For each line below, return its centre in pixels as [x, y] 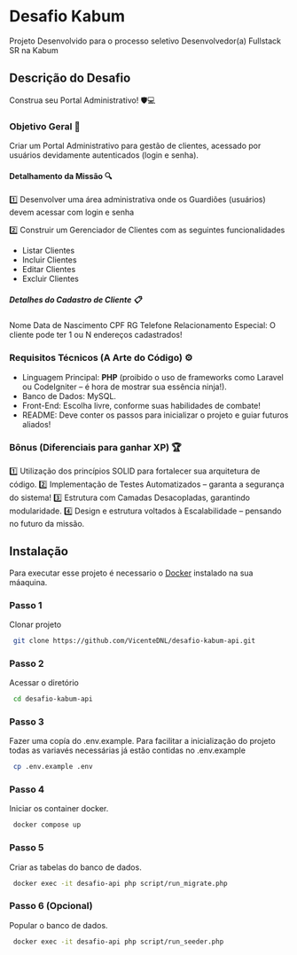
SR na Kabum [34, 50]
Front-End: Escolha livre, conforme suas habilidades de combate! [141, 405]
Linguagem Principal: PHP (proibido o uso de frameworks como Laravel [152, 377]
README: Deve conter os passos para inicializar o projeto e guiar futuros [155, 415]
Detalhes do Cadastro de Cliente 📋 [75, 300]
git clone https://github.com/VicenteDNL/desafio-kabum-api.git [134, 640]
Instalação [39, 552]
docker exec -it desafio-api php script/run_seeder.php [118, 942]
